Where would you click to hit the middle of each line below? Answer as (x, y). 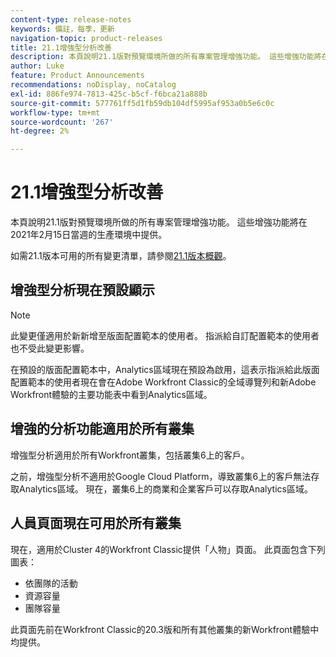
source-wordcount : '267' (62, 122)
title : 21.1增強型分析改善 (61, 47)
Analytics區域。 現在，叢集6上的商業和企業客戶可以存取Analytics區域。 (165, 488)
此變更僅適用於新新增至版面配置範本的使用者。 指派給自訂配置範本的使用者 (165, 335)
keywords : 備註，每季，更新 (62, 29)
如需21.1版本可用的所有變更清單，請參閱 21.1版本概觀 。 (121, 256)
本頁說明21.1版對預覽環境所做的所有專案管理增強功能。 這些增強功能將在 (159, 222)
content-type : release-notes (71, 19)
